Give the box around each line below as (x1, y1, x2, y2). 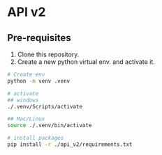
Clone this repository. (17, 50, 80, 58)
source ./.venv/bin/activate (7, 122, 92, 129)
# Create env (7, 71, 45, 78)
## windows (7, 97, 39, 104)
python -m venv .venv (7, 77, 71, 84)
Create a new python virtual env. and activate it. (17, 58, 155, 66)
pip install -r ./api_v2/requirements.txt (7, 141, 133, 148)
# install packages (7, 135, 64, 142)
